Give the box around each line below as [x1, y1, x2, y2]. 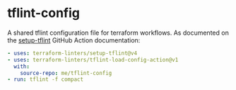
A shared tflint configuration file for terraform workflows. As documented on [7, 28, 230, 37]
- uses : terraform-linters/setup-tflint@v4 [7, 50, 138, 57]
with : [13, 62, 30, 70]
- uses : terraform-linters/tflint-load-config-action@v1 [7, 56, 179, 63]
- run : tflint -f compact [7, 76, 83, 83]
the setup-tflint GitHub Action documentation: [7, 35, 141, 44]
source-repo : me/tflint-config [20, 69, 112, 77]
